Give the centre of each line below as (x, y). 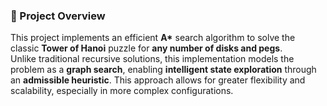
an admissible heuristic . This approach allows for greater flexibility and (158, 80)
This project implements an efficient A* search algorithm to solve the (153, 38)
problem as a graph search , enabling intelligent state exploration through (163, 70)
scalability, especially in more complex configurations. (122, 91)
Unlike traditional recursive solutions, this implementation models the (152, 59)
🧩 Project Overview (58, 16)
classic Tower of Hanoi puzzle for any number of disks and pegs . (146, 48)
